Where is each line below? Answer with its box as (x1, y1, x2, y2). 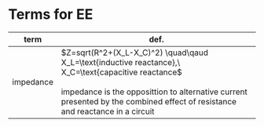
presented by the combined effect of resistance (60, 96, 237, 107)
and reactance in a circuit (60, 106, 155, 117)
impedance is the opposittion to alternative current (60, 86, 247, 97)
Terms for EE (8, 5, 93, 24)
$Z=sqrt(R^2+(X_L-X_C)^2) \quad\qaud (60, 47, 209, 58)
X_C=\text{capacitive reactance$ (60, 67, 182, 78)
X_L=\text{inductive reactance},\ (60, 56, 181, 67)
